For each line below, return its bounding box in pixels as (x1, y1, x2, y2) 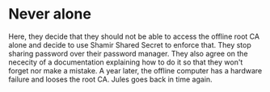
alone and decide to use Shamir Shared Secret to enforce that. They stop (8, 40, 252, 49)
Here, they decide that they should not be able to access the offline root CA (8, 31, 260, 41)
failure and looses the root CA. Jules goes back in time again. (8, 74, 213, 84)
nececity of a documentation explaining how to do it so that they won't (8, 57, 243, 67)
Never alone (8, 5, 91, 23)
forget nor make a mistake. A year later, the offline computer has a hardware (8, 65, 263, 75)
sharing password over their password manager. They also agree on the (8, 48, 248, 58)
